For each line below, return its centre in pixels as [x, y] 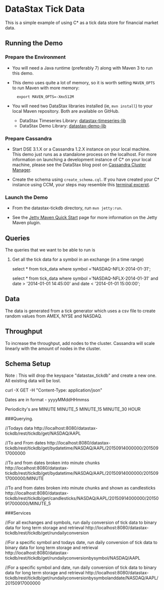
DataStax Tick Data [45, 9]
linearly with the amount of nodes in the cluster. [53, 348]
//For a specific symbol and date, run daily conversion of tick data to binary [81, 567]
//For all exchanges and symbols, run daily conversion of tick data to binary [81, 522]
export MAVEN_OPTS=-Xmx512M [46, 97]
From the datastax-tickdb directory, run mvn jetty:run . [67, 208]
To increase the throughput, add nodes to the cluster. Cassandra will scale [80, 343]
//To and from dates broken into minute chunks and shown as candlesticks [80, 488]
